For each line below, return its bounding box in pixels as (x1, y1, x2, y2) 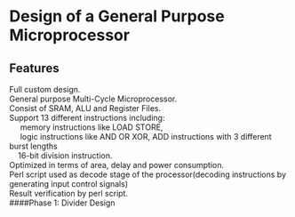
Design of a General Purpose (9, 6, 225, 27)
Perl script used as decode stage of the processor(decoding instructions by (9, 169, 287, 180)
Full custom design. (9, 84, 81, 94)
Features (9, 60, 60, 76)
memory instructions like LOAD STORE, (20, 122, 163, 133)
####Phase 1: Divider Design (9, 197, 116, 208)
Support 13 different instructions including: (9, 113, 165, 123)
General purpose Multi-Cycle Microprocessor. (9, 93, 178, 104)
